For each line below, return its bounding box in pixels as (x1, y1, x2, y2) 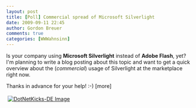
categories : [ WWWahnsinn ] (6, 36, 70, 42)
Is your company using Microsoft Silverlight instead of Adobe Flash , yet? (6, 53, 187, 59)
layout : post (6, 8, 38, 15)
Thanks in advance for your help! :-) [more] (6, 83, 112, 89)
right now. (6, 71, 31, 78)
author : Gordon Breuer (6, 25, 62, 31)
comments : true (6, 31, 44, 37)
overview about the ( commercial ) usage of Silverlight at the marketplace (6, 65, 183, 71)
